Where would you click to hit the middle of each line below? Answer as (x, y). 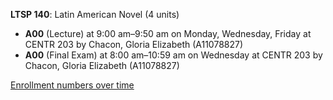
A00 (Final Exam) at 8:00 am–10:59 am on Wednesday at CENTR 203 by (173, 55)
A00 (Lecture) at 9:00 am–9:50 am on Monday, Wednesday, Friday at (168, 33)
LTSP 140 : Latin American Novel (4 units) (95, 14)
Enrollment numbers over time (72, 85)
